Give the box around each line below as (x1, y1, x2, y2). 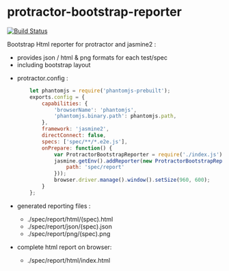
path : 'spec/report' (66, 164, 125, 171)
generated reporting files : (16, 202, 91, 210)
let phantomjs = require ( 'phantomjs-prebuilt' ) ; (29, 87, 171, 94)
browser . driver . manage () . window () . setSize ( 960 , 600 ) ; (53, 176, 211, 184)
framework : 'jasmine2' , (42, 126, 109, 132)
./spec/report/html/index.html (27, 256, 111, 264)
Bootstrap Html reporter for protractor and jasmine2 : (7, 40, 157, 48)
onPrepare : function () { (42, 145, 113, 152)
